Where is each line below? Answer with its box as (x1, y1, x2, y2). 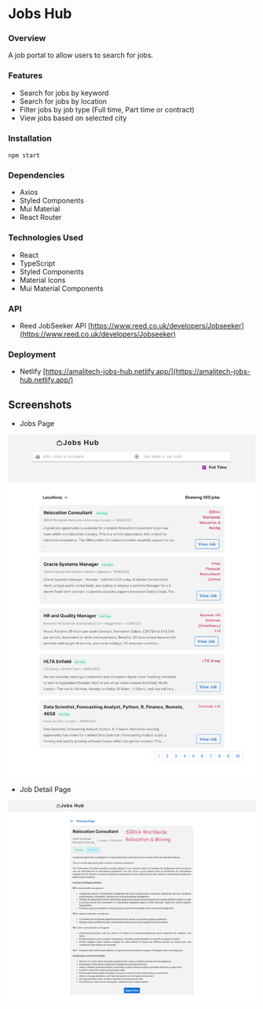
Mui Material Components (19, 284, 104, 293)
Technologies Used (8, 233, 84, 244)
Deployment (8, 349, 57, 360)
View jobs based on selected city (19, 113, 127, 123)
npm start (8, 152, 41, 160)
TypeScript (19, 259, 56, 268)
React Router (19, 213, 62, 222)
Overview (8, 33, 46, 44)
